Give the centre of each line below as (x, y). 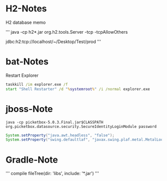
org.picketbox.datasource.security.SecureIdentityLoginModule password (81, 126)
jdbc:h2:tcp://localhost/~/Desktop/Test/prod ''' (53, 41)
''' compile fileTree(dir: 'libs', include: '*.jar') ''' (53, 174)
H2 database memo (26, 22)
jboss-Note (29, 109)
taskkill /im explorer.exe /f (37, 84)
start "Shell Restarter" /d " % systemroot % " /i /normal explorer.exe (78, 89)
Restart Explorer (22, 75)
